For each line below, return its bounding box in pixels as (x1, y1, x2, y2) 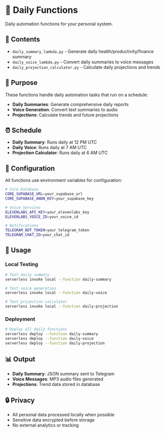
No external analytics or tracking (12, 422, 79, 428)
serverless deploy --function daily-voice (5, 336, 94, 341)
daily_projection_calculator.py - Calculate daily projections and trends (12, 64, 161, 70)
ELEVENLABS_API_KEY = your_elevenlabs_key (5, 210, 90, 215)
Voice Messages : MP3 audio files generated (12, 376, 104, 382)
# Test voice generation (5, 286, 56, 291)
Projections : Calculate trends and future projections (12, 111, 119, 118)
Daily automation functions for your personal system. (5, 21, 113, 27)
